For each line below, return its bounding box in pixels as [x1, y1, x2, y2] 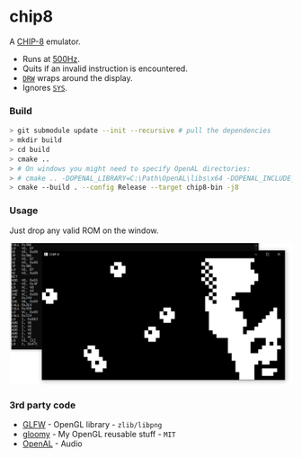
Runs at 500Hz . [22, 53, 81, 64]
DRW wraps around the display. [22, 72, 133, 83]
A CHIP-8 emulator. [9, 36, 81, 47]
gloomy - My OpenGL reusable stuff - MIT [22, 428, 176, 439]
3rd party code [9, 399, 76, 411]
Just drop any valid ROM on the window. [9, 225, 159, 236]
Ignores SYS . [22, 82, 67, 93]
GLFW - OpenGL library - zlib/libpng [22, 418, 163, 429]
